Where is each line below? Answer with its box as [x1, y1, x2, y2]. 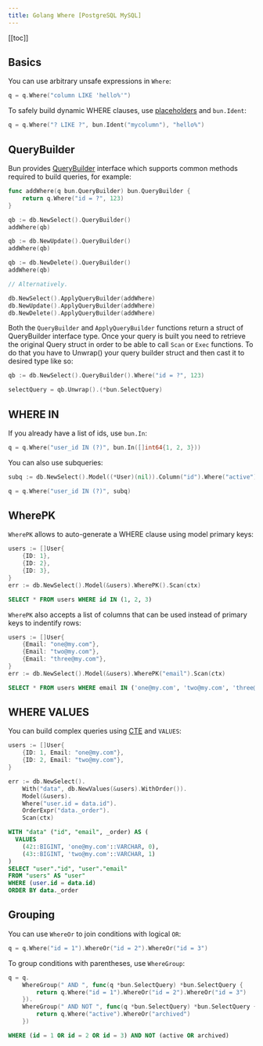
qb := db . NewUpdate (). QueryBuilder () [8, 237, 131, 246]
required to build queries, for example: [8, 172, 131, 181]
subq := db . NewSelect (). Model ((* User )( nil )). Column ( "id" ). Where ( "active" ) [8, 472, 258, 481]
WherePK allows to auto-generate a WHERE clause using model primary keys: [8, 530, 254, 539]
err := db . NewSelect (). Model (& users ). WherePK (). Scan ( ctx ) [8, 581, 201, 589]
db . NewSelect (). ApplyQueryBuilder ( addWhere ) [8, 294, 156, 302]
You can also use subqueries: [8, 457, 103, 467]
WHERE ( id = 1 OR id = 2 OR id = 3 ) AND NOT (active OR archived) [8, 1031, 229, 1040]
